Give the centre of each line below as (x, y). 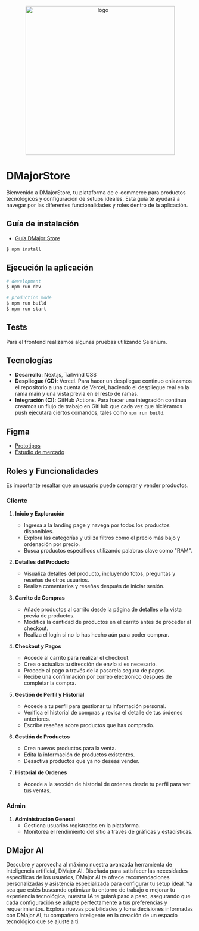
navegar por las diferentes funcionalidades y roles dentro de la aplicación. (97, 205)
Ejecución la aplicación (50, 268)
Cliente (17, 501)
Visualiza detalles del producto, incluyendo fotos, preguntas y (99, 574)
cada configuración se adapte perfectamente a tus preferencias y (87, 902)
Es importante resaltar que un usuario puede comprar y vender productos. (97, 485)
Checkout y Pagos (38, 646)
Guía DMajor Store (38, 238)
